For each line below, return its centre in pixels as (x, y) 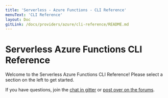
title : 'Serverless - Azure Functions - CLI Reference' (66, 10)
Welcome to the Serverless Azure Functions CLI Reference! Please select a (84, 75)
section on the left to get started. (40, 80)
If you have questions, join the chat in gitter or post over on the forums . (80, 90)
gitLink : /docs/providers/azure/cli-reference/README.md (67, 24)
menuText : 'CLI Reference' (34, 15)
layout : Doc (18, 19)
